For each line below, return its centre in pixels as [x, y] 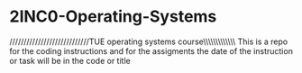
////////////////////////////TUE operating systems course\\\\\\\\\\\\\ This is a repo [149, 41]
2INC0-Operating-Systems [113, 17]
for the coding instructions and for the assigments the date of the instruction [151, 50]
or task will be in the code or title [70, 60]
